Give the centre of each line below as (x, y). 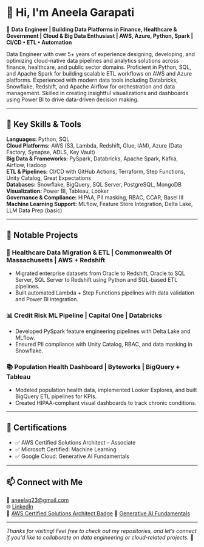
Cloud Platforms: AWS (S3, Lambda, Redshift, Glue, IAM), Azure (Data (94, 145)
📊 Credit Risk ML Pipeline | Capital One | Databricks (84, 315)
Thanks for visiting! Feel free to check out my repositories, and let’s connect (102, 531)
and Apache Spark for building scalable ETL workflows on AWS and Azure (99, 73)
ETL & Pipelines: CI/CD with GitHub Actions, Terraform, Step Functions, (96, 171)
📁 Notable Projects (42, 235)
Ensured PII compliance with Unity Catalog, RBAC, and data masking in (104, 344)
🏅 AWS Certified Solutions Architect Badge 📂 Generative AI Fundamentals (98, 513)
